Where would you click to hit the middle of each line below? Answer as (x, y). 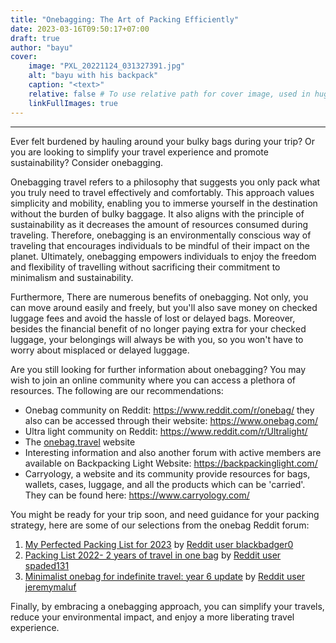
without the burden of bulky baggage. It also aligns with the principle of (157, 213)
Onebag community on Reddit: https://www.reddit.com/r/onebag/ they (169, 410)
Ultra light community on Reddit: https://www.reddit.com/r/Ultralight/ (166, 431)
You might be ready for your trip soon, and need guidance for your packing (165, 514)
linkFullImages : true (73, 103)
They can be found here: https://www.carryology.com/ (137, 495)
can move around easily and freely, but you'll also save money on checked (164, 307)
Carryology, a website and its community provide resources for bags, (167, 473)
